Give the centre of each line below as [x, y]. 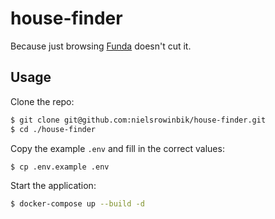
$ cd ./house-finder [53, 129]
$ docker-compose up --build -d [77, 204]
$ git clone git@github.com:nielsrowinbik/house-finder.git [138, 120]
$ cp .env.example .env [60, 167]
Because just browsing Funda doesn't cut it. [101, 46]
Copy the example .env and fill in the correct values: [117, 148]
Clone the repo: [42, 101]
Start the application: [53, 186]
